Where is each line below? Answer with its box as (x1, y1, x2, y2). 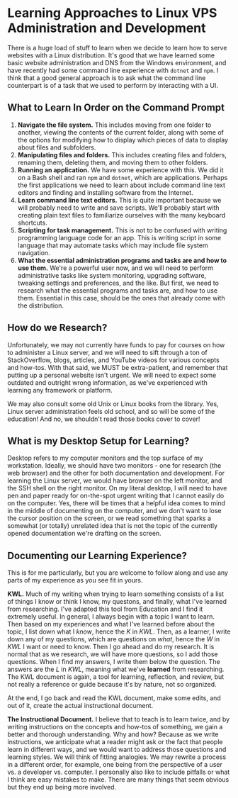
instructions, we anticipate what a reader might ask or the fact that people (7, 738, 223, 746)
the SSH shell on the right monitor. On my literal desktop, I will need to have (7, 484, 227, 493)
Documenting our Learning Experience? (7, 549, 188, 561)
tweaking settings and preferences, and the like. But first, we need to (17, 279, 220, 287)
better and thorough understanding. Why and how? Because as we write (7, 730, 219, 738)
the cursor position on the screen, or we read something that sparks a (7, 514, 211, 522)
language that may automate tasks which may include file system (17, 241, 208, 249)
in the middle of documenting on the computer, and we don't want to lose (7, 507, 222, 515)
